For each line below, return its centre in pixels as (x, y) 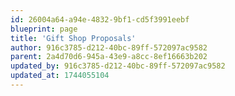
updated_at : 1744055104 (60, 76)
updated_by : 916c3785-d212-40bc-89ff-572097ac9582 (118, 66)
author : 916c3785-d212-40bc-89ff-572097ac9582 (109, 47)
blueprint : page (44, 29)
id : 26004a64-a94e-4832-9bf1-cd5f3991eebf (100, 19)
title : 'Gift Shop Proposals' (73, 38)
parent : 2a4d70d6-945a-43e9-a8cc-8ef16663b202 (109, 57)
